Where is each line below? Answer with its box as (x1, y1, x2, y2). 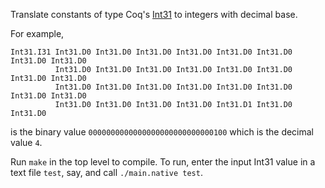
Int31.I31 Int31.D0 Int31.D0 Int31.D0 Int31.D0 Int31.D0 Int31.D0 (10, 47, 293, 57)
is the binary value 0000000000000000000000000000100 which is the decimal (10, 126, 315, 138)
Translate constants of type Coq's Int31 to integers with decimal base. (10, 9, 298, 20)
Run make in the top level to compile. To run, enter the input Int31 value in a (10, 156, 316, 168)
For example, (10, 28, 65, 39)
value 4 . (10, 137, 43, 148)
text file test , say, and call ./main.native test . (10, 167, 203, 178)
